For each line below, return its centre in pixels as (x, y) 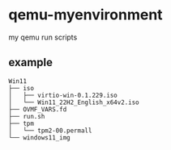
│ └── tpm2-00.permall (50, 131)
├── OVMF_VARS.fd (38, 109)
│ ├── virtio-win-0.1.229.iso (63, 95)
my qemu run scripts (43, 37)
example (31, 62)
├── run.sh (27, 116)
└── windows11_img (39, 137)
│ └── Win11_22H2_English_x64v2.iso (74, 102)
